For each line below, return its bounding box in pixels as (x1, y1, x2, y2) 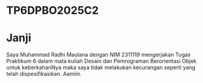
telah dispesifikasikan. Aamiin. (6, 70, 82, 78)
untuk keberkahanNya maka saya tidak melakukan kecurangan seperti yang (6, 64, 196, 71)
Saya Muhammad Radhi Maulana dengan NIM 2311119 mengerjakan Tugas (6, 51, 191, 58)
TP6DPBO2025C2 (6, 4, 99, 17)
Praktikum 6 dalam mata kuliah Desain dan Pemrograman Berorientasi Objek (6, 58, 197, 65)
